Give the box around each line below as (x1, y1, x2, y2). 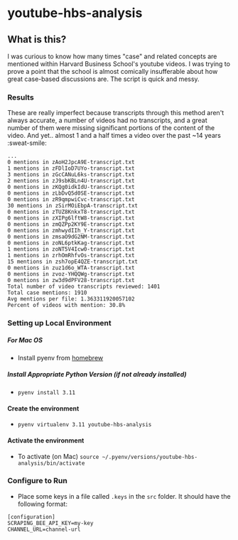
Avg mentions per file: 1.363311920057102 (7, 296, 135, 303)
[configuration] (7, 513, 55, 520)
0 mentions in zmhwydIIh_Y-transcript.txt (7, 227, 135, 234)
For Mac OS (7, 335, 43, 344)
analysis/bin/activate (17, 460, 85, 467)
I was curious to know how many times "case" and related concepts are (7, 52, 217, 60)
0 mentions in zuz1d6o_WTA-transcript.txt (7, 264, 135, 271)
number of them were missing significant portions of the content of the (7, 124, 215, 132)
